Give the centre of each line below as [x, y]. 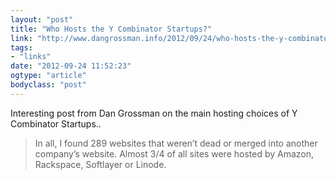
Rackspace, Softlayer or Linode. [100, 164]
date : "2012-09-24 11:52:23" [71, 66]
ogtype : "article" [48, 76]
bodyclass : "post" [48, 85]
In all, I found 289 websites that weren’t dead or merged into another [176, 143]
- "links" [31, 57]
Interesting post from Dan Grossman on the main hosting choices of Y [154, 113]
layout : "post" [42, 19]
